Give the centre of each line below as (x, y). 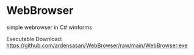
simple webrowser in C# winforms (49, 27)
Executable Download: (34, 39)
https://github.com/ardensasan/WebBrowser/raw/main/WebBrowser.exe (97, 45)
